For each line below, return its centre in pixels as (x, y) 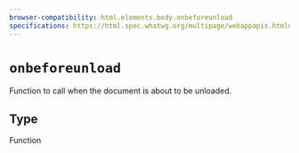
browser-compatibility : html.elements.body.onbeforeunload (121, 17)
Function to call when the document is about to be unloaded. (121, 91)
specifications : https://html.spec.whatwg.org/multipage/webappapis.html (149, 26)
